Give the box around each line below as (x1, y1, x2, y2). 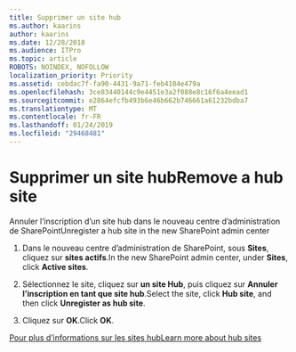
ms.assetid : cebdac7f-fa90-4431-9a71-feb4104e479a (9, 79, 201, 88)
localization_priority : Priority (9, 71, 133, 80)
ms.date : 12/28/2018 (9, 37, 86, 47)
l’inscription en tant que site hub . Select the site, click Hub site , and (21, 288, 272, 299)
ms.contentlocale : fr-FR (9, 112, 101, 121)
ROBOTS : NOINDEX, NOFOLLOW (9, 63, 109, 72)
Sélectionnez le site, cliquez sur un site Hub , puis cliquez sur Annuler (21, 278, 278, 290)
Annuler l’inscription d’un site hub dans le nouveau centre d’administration (9, 216, 281, 226)
